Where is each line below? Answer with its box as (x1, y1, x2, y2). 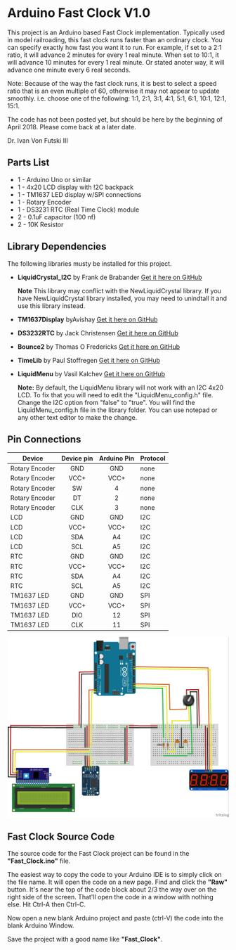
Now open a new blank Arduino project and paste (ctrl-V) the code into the (7, 914, 223, 923)
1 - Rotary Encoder (17, 198, 72, 206)
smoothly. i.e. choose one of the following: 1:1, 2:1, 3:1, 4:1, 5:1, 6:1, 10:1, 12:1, (7, 94, 227, 103)
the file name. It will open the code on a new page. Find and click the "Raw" (7, 878, 228, 887)
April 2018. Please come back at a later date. (7, 122, 136, 131)
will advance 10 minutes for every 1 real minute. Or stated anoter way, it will (7, 58, 225, 66)
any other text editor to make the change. (17, 413, 138, 421)
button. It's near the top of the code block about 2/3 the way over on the (7, 885, 217, 894)
